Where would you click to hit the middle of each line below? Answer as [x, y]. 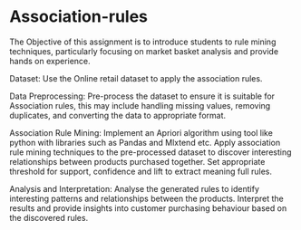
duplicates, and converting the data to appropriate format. [118, 115]
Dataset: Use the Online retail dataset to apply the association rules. [136, 78]
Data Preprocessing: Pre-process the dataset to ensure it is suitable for [142, 96]
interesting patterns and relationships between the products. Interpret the [146, 198]
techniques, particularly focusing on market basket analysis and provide [144, 51]
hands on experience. [50, 61]
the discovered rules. [49, 217]
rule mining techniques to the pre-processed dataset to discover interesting [150, 152]
